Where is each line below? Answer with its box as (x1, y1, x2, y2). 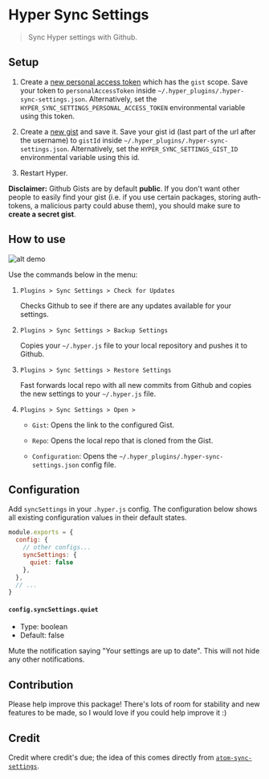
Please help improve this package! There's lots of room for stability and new (8, 699, 260, 709)
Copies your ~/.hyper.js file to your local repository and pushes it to (19, 340, 247, 350)
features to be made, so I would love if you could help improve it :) (8, 708, 227, 718)
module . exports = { (8, 529, 74, 537)
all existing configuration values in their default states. (8, 513, 187, 522)
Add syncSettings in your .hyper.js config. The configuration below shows (8, 505, 258, 514)
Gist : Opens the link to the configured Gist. (31, 420, 175, 430)
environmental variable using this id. (19, 152, 141, 162)
